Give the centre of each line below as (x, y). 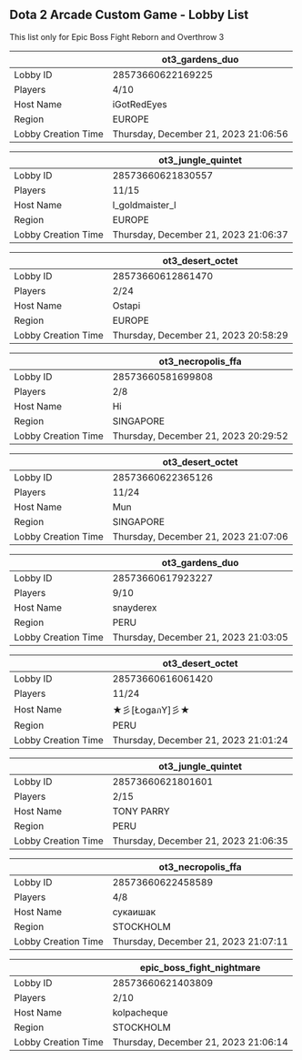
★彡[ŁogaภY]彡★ (151, 710)
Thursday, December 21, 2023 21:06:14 (200, 1042)
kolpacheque (140, 1012)
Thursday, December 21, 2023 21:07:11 (200, 941)
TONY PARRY (141, 811)
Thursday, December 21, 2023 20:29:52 (200, 436)
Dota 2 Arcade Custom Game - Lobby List (129, 15)
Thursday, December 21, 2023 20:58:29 (200, 335)
